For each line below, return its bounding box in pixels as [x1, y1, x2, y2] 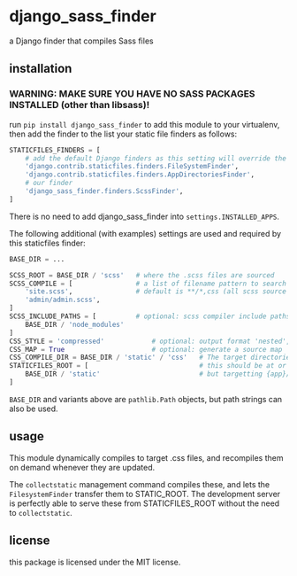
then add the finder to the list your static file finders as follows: [9, 128, 238, 139]
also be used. [9, 403, 59, 414]
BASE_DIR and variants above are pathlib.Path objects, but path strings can [9, 393, 283, 404]
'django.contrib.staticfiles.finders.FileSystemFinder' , [25, 162, 240, 171]
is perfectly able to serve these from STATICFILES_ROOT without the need [9, 498, 280, 509]
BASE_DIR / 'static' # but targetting [25, 370, 263, 378]
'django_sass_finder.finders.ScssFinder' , [25, 187, 184, 196]
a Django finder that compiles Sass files [9, 35, 154, 46]
